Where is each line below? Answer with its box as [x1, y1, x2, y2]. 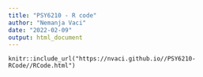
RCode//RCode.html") [8, 62, 77, 70]
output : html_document [8, 33, 83, 42]
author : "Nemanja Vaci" [8, 19, 87, 27]
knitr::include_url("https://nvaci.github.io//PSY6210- [8, 55, 196, 63]
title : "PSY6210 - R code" [8, 11, 97, 20]
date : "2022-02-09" [8, 26, 73, 34]
